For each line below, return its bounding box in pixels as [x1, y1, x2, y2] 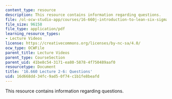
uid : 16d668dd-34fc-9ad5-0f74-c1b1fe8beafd [5, 74, 100, 79]
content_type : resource [5, 7, 56, 13]
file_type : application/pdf [5, 27, 66, 32]
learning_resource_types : [5, 31, 60, 36]
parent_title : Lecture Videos [5, 50, 70, 55]
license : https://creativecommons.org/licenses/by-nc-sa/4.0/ [5, 41, 141, 46]
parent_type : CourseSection [5, 55, 66, 60]
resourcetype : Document [5, 64, 56, 69]
